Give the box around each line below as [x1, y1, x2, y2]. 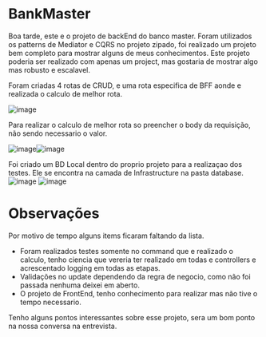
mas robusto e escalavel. [8, 65, 90, 74]
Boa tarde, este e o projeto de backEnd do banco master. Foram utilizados [8, 31, 252, 41]
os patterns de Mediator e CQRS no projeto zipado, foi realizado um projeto [8, 39, 257, 49]
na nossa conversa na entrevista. [8, 321, 117, 331]
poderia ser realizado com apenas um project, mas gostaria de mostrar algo [8, 57, 258, 66]
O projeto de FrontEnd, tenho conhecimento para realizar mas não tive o [19, 288, 258, 298]
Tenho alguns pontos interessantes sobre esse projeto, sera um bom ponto [8, 312, 256, 322]
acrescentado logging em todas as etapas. [19, 263, 161, 272]
